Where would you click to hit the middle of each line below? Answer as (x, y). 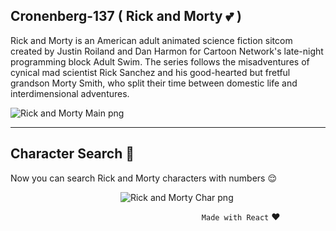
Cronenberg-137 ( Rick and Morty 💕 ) (126, 16)
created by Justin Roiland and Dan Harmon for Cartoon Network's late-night (167, 51)
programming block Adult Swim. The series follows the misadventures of (160, 61)
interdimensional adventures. (70, 93)
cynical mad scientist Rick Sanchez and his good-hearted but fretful (150, 72)
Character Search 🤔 (72, 154)
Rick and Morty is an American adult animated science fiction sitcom (151, 40)
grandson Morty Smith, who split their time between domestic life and (154, 83)
